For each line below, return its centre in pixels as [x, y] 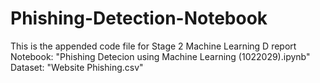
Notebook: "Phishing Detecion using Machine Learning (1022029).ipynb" [160, 56]
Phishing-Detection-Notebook [139, 18]
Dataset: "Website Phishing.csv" [77, 67]
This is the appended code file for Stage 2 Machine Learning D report [153, 46]
